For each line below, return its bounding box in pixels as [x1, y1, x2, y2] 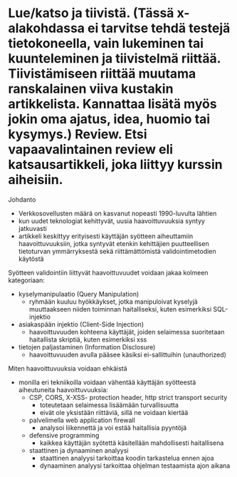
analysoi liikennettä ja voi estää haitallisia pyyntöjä [39, 423, 187, 432]
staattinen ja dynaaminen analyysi [28, 446, 129, 454]
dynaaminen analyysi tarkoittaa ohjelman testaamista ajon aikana [39, 461, 231, 470]
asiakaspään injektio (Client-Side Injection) [18, 319, 144, 329]
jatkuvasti [18, 224, 47, 232]
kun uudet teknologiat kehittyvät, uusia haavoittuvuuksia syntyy [18, 216, 206, 225]
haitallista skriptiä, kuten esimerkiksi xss [28, 335, 147, 344]
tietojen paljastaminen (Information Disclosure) [18, 342, 156, 351]
